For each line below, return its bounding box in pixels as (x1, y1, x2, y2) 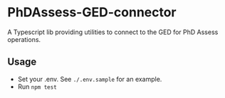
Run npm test (17, 82, 57, 91)
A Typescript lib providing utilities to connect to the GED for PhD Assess (7, 28, 219, 36)
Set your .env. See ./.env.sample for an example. (17, 75, 162, 83)
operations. (7, 35, 41, 43)
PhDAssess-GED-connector (7, 4, 177, 21)
